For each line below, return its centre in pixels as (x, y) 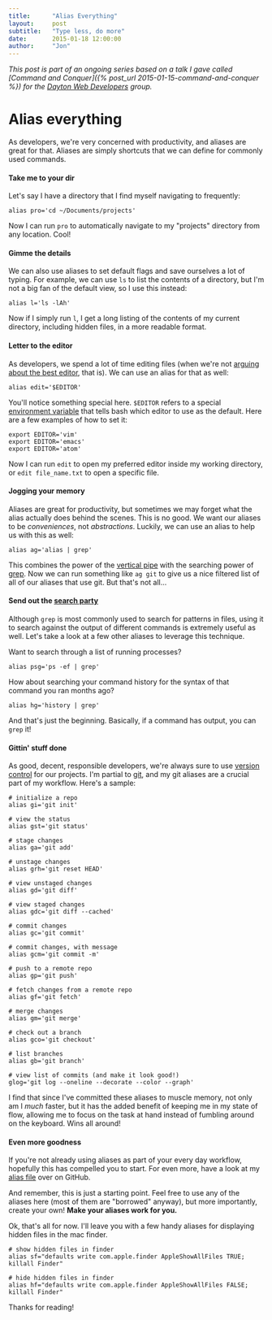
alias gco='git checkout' (52, 1040)
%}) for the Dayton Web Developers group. (80, 87)
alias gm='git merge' (45, 1018)
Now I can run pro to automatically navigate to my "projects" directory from (134, 226)
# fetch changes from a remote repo (70, 990)
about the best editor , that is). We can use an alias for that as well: (119, 372)
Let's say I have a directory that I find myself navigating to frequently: (125, 196)
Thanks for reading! (41, 1307)
